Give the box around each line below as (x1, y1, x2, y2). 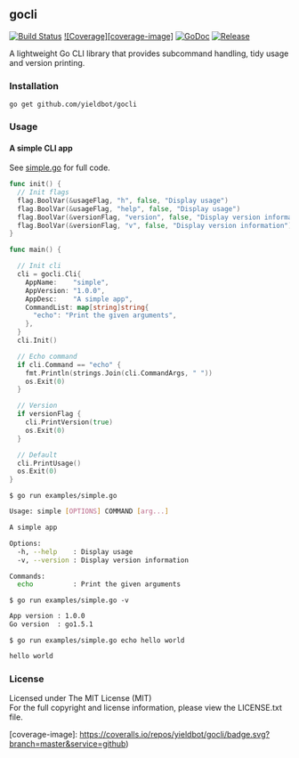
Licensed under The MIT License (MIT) (9, 693, 152, 704)
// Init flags (17, 188, 69, 197)
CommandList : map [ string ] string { (25, 303, 149, 312)
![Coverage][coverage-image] (63, 30, 174, 41)
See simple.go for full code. (9, 162, 111, 173)
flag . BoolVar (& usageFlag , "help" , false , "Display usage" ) (17, 204, 241, 213)
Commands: (9, 572, 46, 581)
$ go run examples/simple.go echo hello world (9, 636, 185, 645)
